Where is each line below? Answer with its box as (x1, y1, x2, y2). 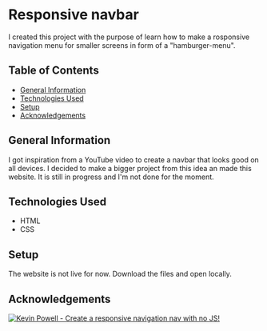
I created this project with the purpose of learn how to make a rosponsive (8, 32, 250, 42)
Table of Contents (8, 64, 100, 78)
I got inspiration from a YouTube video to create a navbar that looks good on (8, 154, 260, 165)
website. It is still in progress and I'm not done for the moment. (8, 172, 214, 181)
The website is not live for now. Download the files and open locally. (8, 269, 232, 279)
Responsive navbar (8, 6, 140, 24)
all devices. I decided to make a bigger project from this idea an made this (8, 163, 252, 173)
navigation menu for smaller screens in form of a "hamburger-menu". (8, 40, 236, 50)
